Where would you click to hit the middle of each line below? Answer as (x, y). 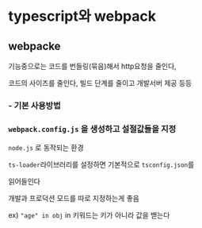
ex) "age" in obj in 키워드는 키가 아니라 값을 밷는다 (89, 215)
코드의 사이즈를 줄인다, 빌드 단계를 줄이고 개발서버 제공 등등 (100, 83)
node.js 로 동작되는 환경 (46, 148)
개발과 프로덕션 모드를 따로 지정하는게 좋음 (74, 199)
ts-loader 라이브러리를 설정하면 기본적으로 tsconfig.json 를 (101, 164)
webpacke (34, 46)
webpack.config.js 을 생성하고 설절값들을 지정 (92, 129)
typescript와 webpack (82, 16)
